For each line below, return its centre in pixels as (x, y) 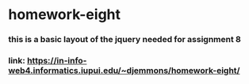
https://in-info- (57, 61)
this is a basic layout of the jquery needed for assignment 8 (125, 40)
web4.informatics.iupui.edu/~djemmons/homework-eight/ (124, 71)
